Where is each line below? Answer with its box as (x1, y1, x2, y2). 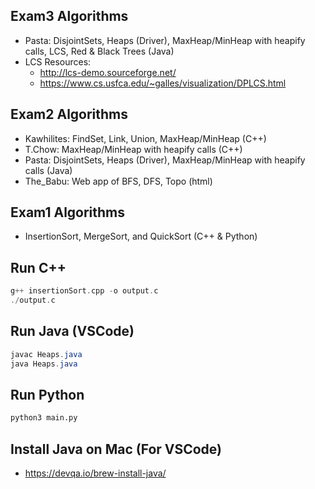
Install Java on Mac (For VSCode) (10, 440, 223, 458)
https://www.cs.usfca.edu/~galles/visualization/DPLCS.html (39, 77, 287, 89)
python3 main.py (10, 413, 78, 423)
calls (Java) (24, 164, 73, 176)
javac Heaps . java (10, 349, 83, 359)
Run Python (10, 386, 85, 403)
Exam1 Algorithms (10, 204, 126, 221)
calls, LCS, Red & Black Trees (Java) (24, 45, 175, 57)
